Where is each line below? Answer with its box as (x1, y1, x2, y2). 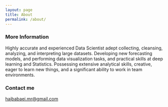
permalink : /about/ (5, 17, 46, 22)
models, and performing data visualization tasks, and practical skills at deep (5, 56, 163, 62)
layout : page (5, 7, 33, 13)
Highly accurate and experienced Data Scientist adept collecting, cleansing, (5, 45, 163, 51)
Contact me (5, 84, 35, 91)
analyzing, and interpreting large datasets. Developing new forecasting (5, 50, 152, 56)
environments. (5, 72, 35, 78)
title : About (5, 12, 33, 17)
